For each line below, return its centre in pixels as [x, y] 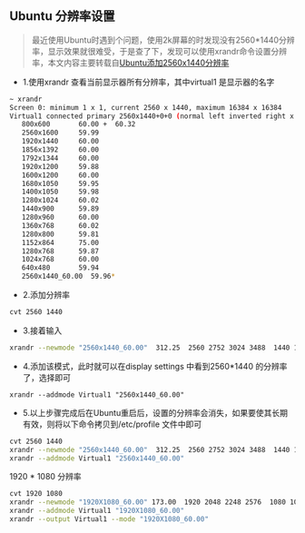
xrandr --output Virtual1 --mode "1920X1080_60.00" [109, 519]
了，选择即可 [46, 377]
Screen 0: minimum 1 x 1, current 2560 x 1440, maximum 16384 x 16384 [146, 107]
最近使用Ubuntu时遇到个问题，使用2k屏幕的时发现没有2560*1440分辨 [163, 40]
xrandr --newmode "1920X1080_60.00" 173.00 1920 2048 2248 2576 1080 [148, 502]
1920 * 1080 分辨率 [45, 477]
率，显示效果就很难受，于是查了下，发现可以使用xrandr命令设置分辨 [159, 51]
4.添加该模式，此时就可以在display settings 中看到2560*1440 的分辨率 [155, 366]
